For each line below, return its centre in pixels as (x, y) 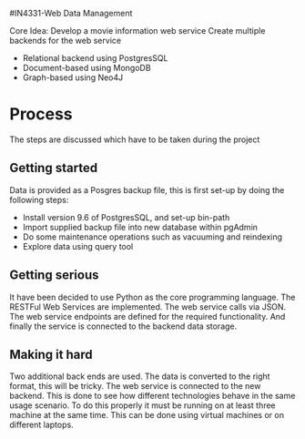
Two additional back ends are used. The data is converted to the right (140, 376)
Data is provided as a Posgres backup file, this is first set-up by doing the (147, 189)
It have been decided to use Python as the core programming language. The (152, 297)
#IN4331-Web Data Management (71, 13)
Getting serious (54, 276)
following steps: (39, 199)
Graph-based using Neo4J (73, 77)
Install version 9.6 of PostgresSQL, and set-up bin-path (126, 217)
